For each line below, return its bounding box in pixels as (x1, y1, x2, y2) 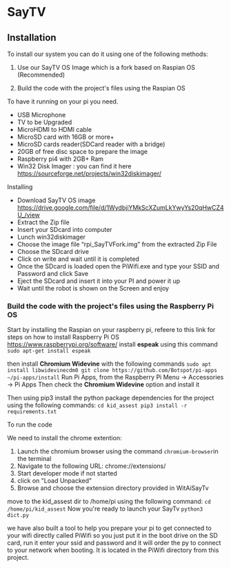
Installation (7, 32, 57, 43)
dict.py (7, 512, 30, 519)
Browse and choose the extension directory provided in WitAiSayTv (17, 484, 209, 492)
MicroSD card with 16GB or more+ (17, 133, 115, 141)
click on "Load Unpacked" (17, 477, 92, 485)
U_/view (17, 211, 40, 219)
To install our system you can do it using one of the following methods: (7, 50, 208, 58)
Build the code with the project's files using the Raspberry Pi (7, 301, 214, 311)
